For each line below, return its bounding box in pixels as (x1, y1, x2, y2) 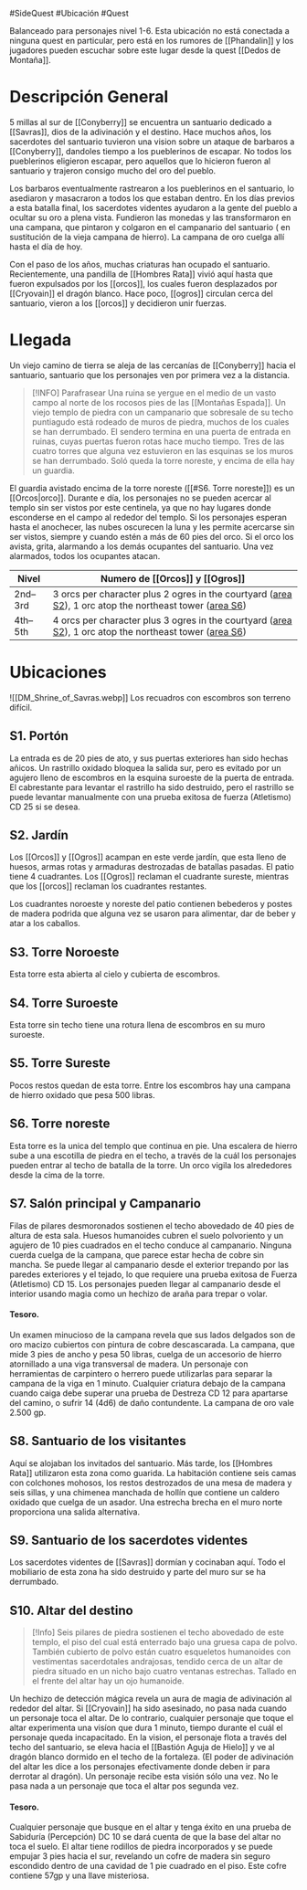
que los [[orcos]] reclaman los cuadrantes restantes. (9, 881, 207, 892)
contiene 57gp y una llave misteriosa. (9, 1870, 150, 1881)
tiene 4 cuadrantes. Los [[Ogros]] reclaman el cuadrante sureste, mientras (9, 871, 290, 882)
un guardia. (31, 465, 75, 476)
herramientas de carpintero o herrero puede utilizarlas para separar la (9, 1367, 272, 1378)
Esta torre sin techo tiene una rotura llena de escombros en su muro (9, 1019, 266, 1030)
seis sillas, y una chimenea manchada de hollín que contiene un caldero (9, 1486, 281, 1497)
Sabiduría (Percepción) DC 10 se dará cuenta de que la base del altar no (9, 1832, 281, 1842)
